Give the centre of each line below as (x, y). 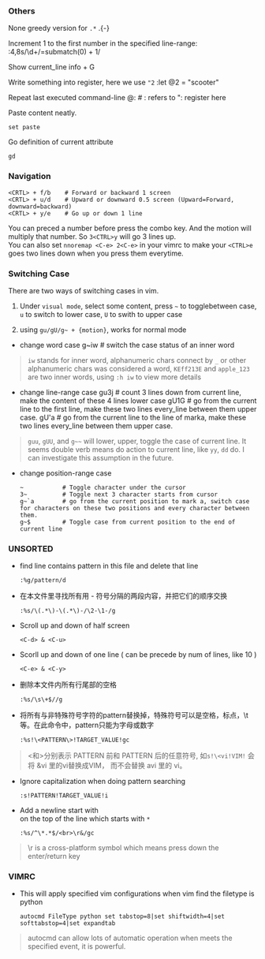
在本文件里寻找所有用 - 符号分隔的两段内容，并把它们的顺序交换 (123, 596)
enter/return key (54, 856)
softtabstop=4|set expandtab (67, 924)
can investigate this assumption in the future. (101, 457)
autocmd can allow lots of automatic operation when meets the (130, 938)
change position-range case (65, 473)
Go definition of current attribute (61, 142)
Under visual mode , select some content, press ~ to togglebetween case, (138, 306)
